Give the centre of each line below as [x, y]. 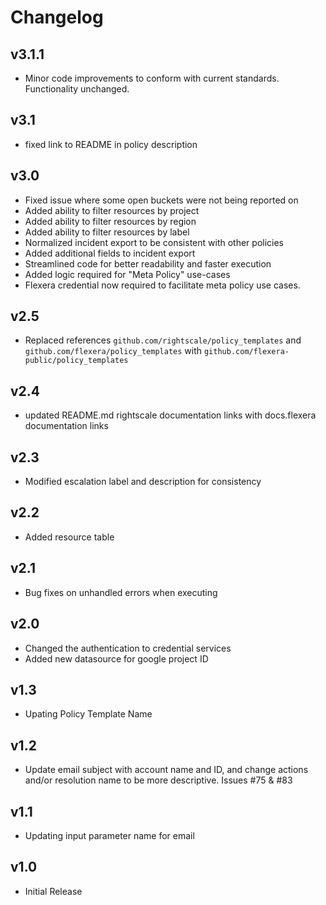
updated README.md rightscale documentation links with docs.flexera [170, 415]
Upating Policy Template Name [88, 714]
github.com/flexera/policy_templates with [113, 351]
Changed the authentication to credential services [128, 648]
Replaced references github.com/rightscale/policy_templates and [163, 340]
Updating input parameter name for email [109, 835]
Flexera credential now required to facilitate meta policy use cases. [162, 285]
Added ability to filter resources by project [112, 210]
